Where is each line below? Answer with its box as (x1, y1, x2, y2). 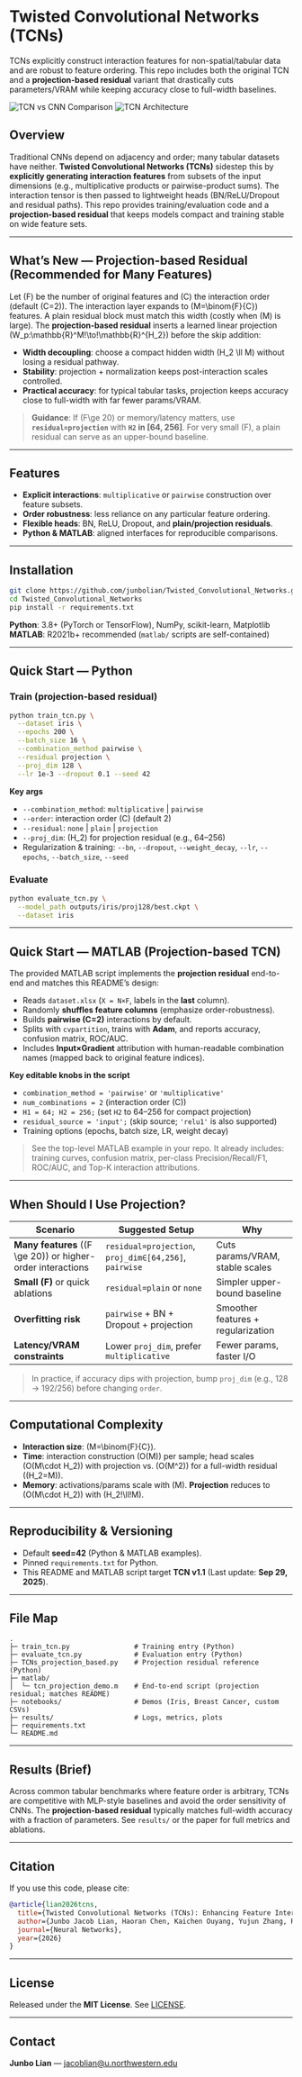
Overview (9, 128, 66, 143)
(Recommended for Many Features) (9, 268, 213, 283)
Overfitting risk (13, 1313, 81, 1326)
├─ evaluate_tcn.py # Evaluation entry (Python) (9, 1650, 244, 1659)
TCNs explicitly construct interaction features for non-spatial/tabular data (9, 55, 281, 66)
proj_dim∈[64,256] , (104, 1251, 187, 1264)
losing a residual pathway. (22, 356, 120, 367)
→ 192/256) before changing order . (31, 1383, 163, 1393)
